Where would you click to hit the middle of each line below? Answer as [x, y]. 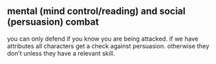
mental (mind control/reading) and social [96, 11]
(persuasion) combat [53, 22]
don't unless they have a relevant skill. [61, 53]
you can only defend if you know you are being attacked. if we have [103, 39]
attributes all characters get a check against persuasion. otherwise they [108, 46]
